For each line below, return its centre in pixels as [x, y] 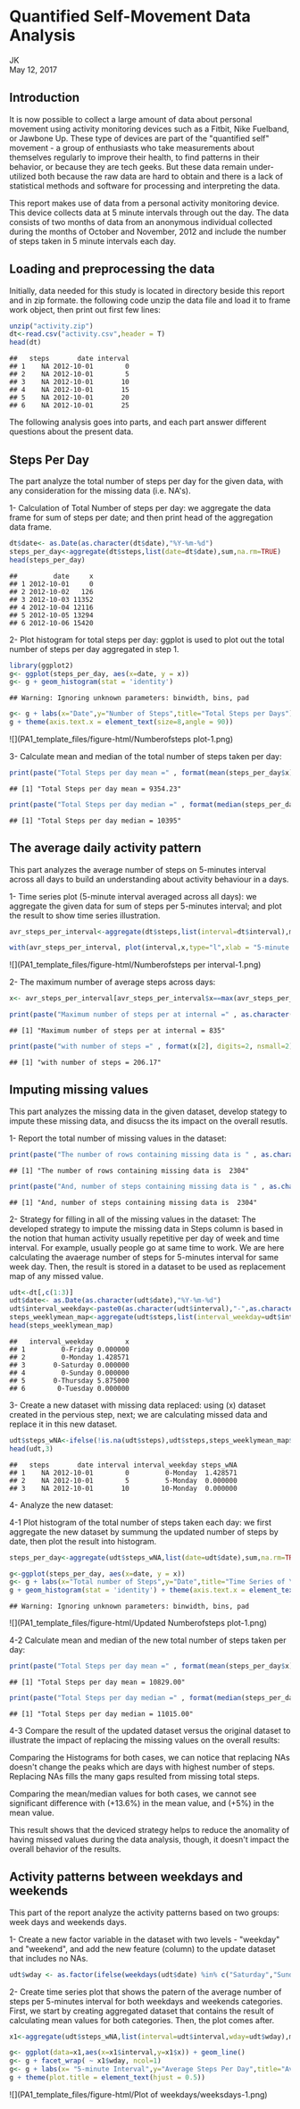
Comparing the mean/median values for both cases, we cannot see [133, 1794]
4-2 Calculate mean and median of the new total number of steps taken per [148, 1640]
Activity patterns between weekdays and [126, 1877]
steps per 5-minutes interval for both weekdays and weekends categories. [146, 2001]
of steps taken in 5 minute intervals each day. [93, 241]
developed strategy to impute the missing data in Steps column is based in [146, 1228]
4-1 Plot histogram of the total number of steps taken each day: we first [141, 1522]
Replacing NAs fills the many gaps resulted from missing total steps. [135, 1776]
